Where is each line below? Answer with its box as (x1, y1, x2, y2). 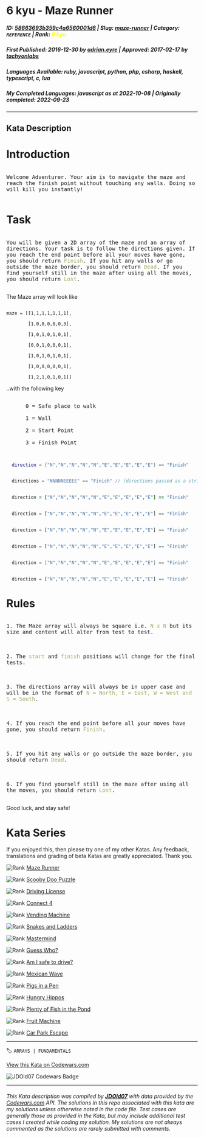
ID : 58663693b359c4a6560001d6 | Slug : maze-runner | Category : (6, 24, 180, 31)
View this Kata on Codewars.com (6, 1061, 90, 1069)
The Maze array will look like (6, 293, 78, 300)
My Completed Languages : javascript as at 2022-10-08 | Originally (6, 89, 181, 97)
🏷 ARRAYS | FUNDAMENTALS (6, 1047, 71, 1055)
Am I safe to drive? (26, 958, 73, 966)
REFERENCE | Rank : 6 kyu (6, 30, 66, 38)
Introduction (6, 147, 70, 161)
